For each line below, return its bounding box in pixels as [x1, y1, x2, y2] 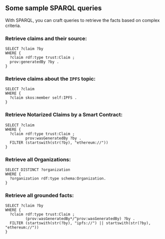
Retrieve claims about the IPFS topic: [5, 75, 96, 82]
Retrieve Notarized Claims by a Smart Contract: [5, 111, 123, 118]
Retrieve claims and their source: [5, 35, 87, 42]
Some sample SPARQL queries [5, 4, 102, 12]
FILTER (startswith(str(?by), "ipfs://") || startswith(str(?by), [9, 221, 151, 226]
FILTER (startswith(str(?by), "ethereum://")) [9, 140, 108, 145]
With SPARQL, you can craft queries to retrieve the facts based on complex [5, 17, 160, 23]
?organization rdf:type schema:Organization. [9, 176, 106, 181]
